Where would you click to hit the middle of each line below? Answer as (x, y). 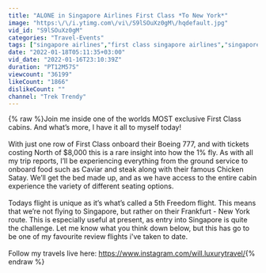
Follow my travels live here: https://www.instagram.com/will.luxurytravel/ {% (132, 253)
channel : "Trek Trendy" (47, 97)
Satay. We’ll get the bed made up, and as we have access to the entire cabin (133, 178)
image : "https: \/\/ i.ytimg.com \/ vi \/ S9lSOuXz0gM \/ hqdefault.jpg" (118, 23)
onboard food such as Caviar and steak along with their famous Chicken (126, 169)
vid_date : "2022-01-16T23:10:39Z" (65, 60)
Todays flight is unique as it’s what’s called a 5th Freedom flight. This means (132, 203)
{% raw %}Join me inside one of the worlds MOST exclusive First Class (125, 119)
